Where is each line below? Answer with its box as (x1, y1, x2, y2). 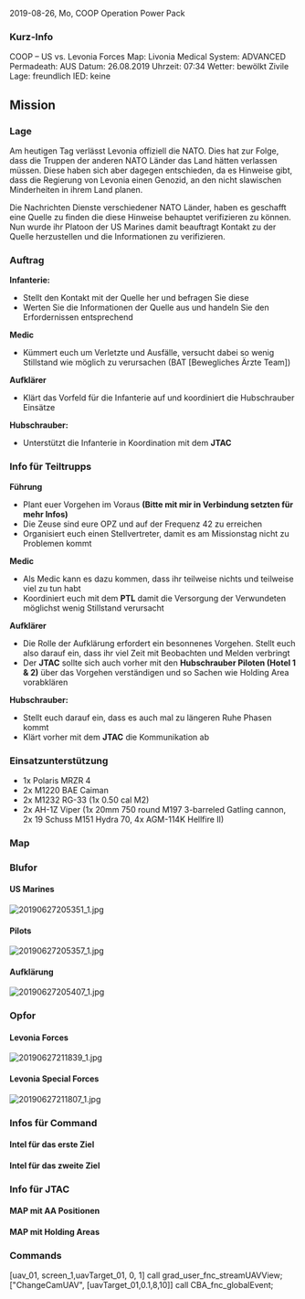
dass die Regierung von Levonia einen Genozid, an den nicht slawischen (9, 174, 282, 186)
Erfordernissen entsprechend (22, 312, 134, 323)
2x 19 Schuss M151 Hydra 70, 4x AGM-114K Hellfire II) (22, 814, 225, 825)
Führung (9, 481, 43, 492)
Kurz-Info (9, 30, 54, 43)
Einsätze (22, 402, 56, 413)
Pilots (9, 925, 32, 936)
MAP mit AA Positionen (9, 1206, 100, 1217)
